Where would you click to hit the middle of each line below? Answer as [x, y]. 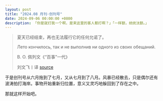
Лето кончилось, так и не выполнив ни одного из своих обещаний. [86, 47]
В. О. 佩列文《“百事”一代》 [43, 57]
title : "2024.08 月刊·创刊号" [34, 14]
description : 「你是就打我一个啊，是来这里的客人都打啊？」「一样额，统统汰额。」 [77, 23]
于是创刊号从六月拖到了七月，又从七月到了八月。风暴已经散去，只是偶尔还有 [81, 77]
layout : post [18, 9]
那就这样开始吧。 [22, 94]
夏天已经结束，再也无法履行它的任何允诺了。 [62, 37]
